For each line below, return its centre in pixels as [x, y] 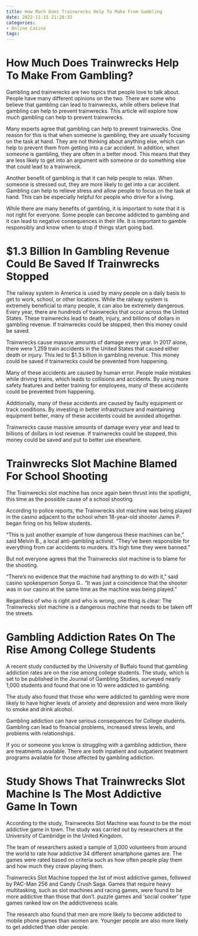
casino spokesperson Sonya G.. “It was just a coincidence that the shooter [97, 582]
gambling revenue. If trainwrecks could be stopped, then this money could [97, 324]
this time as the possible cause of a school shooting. [70, 499]
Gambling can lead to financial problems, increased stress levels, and [91, 727]
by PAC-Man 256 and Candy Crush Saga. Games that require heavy [89, 884]
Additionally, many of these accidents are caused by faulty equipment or [95, 403]
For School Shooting [57, 477]
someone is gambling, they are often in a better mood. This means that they [98, 154]
